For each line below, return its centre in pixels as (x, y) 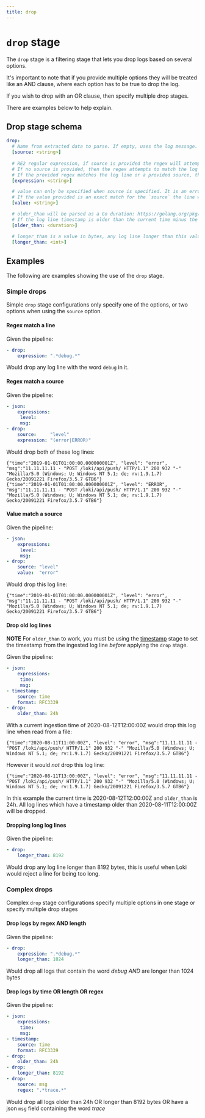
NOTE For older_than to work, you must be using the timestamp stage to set (102, 639)
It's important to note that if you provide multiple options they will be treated (102, 78)
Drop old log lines (29, 625)
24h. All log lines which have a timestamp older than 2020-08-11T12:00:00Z (102, 805)
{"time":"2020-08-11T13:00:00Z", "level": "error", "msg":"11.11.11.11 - (102, 776)
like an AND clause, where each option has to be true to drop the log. (93, 84)
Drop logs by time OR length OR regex (55, 991)
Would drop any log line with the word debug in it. (68, 368)
